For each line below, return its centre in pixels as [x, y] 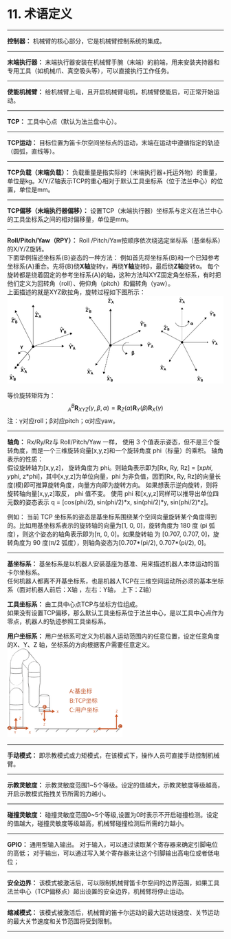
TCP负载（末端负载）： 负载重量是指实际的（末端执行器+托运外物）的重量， [114, 172]
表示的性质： [25, 460]
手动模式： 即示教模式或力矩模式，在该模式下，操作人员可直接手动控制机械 [113, 756]
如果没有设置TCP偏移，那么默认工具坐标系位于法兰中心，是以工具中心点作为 [115, 613]
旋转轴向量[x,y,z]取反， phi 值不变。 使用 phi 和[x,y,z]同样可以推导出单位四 [113, 494]
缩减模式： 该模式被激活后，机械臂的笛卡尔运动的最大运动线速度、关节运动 [113, 913]
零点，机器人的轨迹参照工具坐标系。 [58, 621]
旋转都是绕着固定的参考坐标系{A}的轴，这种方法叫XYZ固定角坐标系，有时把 [114, 275]
